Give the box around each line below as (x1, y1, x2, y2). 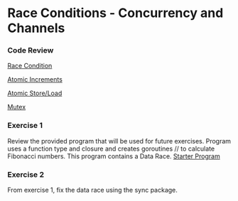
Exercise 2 (7, 169, 45, 179)
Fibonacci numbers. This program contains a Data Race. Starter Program (7, 151, 220, 161)
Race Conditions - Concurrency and (7, 5, 224, 21)
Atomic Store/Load (7, 89, 63, 97)
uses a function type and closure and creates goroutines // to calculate (7, 144, 215, 153)
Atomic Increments (7, 75, 63, 84)
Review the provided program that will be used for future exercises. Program (7, 136, 232, 145)
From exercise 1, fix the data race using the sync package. (7, 186, 178, 195)
